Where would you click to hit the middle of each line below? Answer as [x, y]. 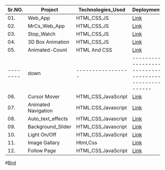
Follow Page [42, 151]
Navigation [40, 111]
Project [50, 10]
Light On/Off [42, 135]
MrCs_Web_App [46, 26]
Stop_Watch [41, 34]
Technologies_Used [102, 10]
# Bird [11, 163]
